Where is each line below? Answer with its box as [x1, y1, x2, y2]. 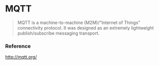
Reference [5, 42, 31, 49]
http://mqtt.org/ [5, 54, 37, 60]
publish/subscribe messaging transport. [17, 30, 100, 36]
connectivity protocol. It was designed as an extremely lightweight [17, 24, 154, 30]
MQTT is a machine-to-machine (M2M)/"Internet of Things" [17, 19, 141, 25]
